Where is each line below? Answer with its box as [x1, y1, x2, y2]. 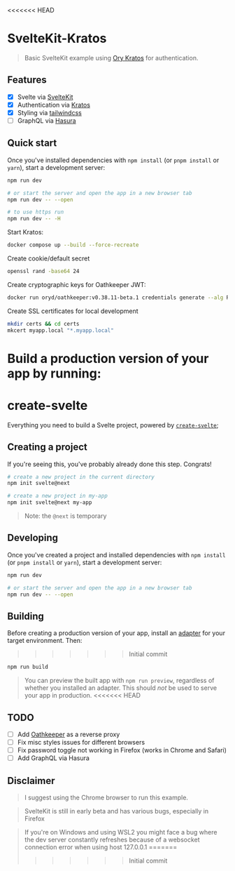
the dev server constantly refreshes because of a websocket [24, 835, 201, 844]
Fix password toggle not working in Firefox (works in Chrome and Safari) [17, 746, 227, 754]
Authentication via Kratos [17, 100, 91, 109]
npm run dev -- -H [7, 215, 61, 222]
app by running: [7, 365, 101, 381]
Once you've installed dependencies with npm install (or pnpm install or [7, 156, 220, 164]
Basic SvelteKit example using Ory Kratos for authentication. [24, 53, 199, 62]
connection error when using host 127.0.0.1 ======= [24, 843, 178, 851]
